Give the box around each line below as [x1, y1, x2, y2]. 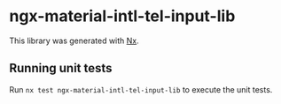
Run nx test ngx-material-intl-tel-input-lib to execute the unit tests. [9, 84, 273, 94]
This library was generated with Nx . [9, 35, 139, 46]
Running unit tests [9, 61, 113, 76]
